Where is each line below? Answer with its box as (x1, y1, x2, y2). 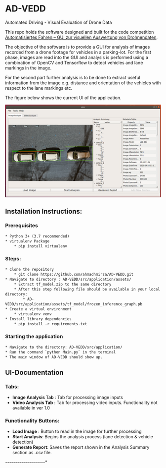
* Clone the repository (5, 267, 54, 272)
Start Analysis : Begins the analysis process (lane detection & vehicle (12, 434, 153, 440)
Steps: (5, 255, 21, 262)
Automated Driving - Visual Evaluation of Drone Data (5, 19, 112, 25)
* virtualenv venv (14, 312, 52, 317)
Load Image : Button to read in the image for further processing (12, 428, 142, 434)
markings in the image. (5, 65, 52, 71)
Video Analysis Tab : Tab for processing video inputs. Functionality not (12, 400, 158, 406)
